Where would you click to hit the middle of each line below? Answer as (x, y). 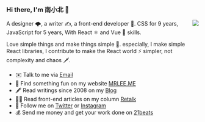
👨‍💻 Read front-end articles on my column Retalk (75, 99)
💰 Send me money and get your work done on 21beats (84, 113)
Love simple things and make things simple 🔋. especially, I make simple (96, 45)
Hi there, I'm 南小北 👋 (38, 9)
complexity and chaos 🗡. (39, 60)
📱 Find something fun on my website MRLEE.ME (75, 84)
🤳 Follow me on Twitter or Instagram (61, 106)
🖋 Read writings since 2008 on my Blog (66, 90)
